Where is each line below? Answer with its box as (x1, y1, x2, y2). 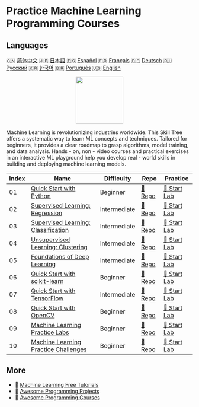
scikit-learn (31, 277, 64, 285)
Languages (6, 40, 49, 50)
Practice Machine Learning (6, 4, 142, 18)
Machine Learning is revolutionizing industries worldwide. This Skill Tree (6, 129, 182, 136)
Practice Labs (31, 328, 69, 336)
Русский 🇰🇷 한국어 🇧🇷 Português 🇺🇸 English (6, 64, 121, 71)
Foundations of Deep (31, 253, 89, 260)
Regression (31, 209, 63, 217)
